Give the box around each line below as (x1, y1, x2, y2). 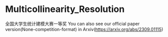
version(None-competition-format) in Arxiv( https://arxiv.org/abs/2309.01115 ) (5, 26, 163, 32)
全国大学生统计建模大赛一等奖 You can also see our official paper (5, 20, 140, 26)
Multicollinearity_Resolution (5, 3, 125, 15)
